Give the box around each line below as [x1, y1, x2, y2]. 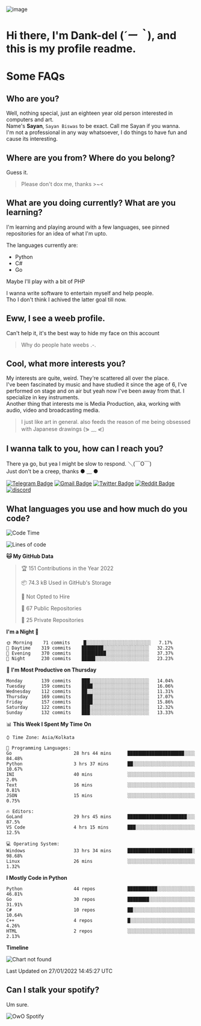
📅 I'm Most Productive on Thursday [6, 666, 97, 673]
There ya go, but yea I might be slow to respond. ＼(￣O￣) [6, 460, 152, 467]
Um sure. [6, 1001, 29, 1008]
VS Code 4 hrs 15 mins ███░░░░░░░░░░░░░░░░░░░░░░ [6, 824, 196, 830]
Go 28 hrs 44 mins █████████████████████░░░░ [6, 751, 196, 757]
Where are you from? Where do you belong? [6, 153, 176, 163]
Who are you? [6, 94, 60, 104]
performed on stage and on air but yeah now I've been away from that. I [6, 387, 185, 395]
